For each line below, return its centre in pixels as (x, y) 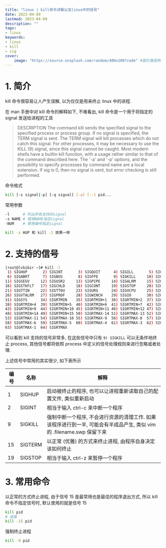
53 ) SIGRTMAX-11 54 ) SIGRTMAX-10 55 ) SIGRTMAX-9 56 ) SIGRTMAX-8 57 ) (79, 318)
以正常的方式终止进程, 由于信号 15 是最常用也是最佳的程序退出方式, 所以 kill (82, 496)
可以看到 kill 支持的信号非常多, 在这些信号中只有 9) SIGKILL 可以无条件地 (79, 337)
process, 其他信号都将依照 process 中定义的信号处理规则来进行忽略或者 (83, 344)
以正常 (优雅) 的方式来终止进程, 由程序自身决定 (101, 441)
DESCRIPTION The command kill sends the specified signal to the (84, 128)
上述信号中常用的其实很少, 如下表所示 (43, 361)
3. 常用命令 (28, 482)
